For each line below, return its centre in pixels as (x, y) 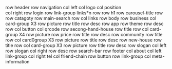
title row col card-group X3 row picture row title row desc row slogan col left (86, 45)
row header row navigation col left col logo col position (63, 7)
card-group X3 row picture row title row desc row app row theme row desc (84, 24)
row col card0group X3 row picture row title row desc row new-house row (83, 40)
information (17, 62)
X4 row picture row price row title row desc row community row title (91, 34)
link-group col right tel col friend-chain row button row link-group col (78, 56)
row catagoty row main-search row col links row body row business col (81, 18)
